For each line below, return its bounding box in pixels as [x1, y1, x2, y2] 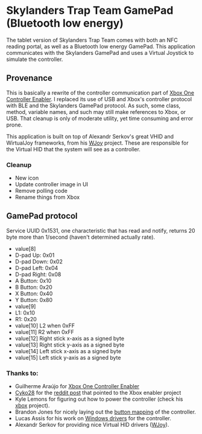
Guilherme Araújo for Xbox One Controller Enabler [14, 383, 140, 390]
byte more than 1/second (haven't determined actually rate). [6, 233, 156, 241]
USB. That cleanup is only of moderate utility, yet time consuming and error [6, 115, 194, 122]
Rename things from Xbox [14, 193, 80, 201]
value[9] [14, 303, 36, 310]
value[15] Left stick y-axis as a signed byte [14, 354, 121, 361]
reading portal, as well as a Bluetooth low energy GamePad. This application [6, 43, 196, 50]
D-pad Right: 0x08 [14, 271, 62, 278]
